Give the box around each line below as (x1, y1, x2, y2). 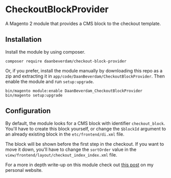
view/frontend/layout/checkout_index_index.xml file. (5, 151, 117, 158)
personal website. (5, 167, 43, 173)
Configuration (5, 107, 51, 115)
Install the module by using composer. (5, 48, 86, 55)
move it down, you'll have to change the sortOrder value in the (5, 146, 137, 152)
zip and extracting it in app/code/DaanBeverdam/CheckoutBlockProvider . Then (5, 73, 165, 79)
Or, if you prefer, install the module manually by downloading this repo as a (5, 67, 163, 73)
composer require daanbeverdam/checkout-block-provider (5, 59, 127, 64)
